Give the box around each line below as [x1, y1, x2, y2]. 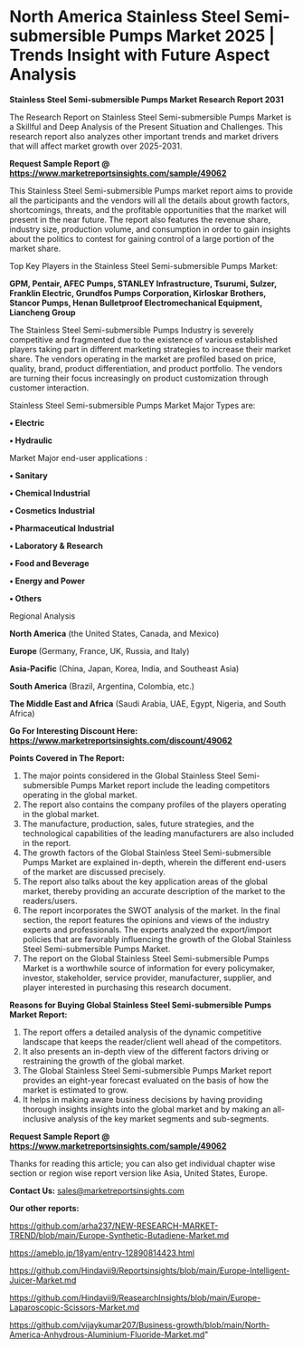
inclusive [22, 1113, 56, 1124]
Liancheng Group [9, 306, 76, 318]
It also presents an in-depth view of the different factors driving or [22, 1045, 270, 1056]
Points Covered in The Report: [9, 752, 125, 763]
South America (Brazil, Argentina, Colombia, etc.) [9, 680, 195, 691]
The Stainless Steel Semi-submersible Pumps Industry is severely [9, 324, 254, 335]
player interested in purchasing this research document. [22, 981, 232, 993]
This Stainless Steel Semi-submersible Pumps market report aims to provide [9, 185, 294, 196]
